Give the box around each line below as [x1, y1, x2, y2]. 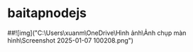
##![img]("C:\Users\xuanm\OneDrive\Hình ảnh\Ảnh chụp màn [7, 28, 187, 37]
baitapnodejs [7, 5, 87, 21]
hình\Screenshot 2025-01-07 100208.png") [7, 36, 133, 44]
